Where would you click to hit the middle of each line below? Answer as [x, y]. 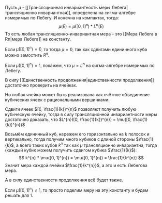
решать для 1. [19, 195]
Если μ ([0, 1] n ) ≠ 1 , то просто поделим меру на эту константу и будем [77, 190]
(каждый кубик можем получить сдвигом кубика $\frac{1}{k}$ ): [71, 150]
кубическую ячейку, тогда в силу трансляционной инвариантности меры [81, 114]
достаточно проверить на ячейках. [41, 85]
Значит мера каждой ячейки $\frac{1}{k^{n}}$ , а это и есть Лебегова [76, 166]
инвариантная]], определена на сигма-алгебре [87, 13]
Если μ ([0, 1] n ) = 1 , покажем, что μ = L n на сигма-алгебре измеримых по [80, 65]
